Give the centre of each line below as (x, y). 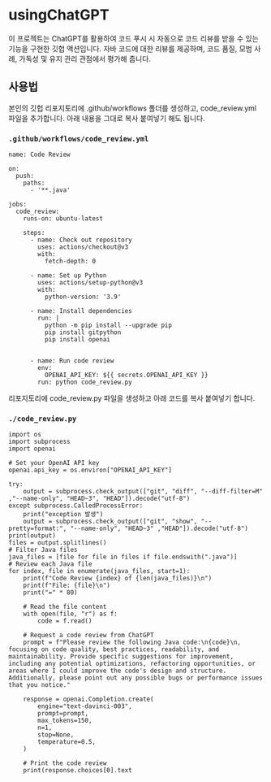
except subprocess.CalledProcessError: (76, 506)
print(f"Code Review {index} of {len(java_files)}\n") (118, 579)
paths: (34, 183)
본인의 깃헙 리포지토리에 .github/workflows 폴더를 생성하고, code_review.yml (133, 108)
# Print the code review (65, 763)
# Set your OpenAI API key (54, 463)
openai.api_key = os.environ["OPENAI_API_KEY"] (90, 470)
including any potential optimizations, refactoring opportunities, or (132, 664)
